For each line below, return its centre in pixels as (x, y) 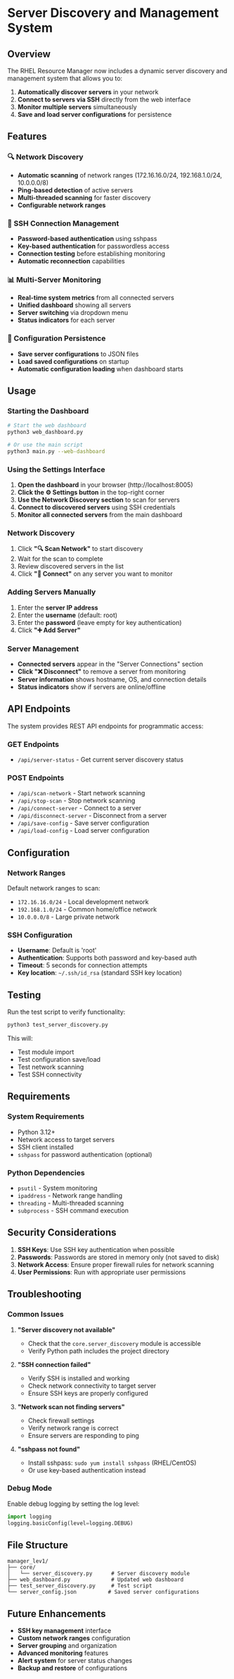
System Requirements (46, 1117)
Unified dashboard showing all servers (74, 305)
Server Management (43, 648)
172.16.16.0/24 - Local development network (83, 902)
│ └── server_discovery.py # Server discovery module (99, 1574)
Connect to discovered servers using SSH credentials (96, 507)
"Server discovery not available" (66, 1330)
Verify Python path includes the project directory (99, 1351)
